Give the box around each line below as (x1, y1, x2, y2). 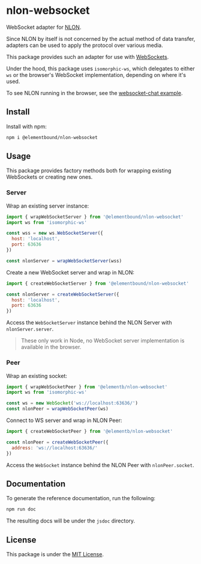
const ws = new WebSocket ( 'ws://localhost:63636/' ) (6, 400, 138, 406)
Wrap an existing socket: (6, 372, 67, 379)
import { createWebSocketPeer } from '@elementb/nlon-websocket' (6, 429, 173, 435)
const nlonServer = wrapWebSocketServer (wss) (6, 258, 122, 264)
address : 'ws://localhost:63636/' (11, 445, 98, 451)
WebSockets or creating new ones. (6, 173, 93, 181)
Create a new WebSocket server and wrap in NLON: (6, 268, 135, 276)
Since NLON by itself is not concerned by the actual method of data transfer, (6, 35, 196, 42)
